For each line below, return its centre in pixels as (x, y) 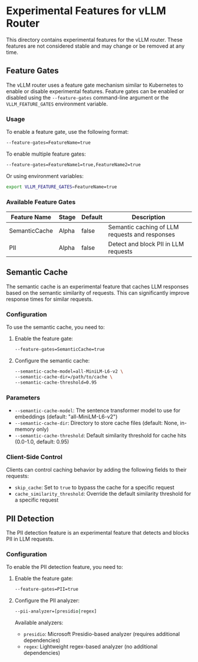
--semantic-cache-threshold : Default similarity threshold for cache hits (100, 435)
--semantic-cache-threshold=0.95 (56, 382)
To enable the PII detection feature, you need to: (65, 567)
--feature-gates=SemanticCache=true (60, 350)
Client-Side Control (34, 457)
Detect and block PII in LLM (146, 244)
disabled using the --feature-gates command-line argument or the (88, 97)
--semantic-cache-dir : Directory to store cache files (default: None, (97, 423)
